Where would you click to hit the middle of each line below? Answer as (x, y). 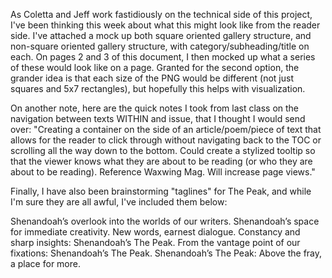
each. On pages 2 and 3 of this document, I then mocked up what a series (163, 57)
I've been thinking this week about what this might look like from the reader (165, 25)
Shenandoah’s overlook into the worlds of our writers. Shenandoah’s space (165, 221)
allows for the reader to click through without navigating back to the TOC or (166, 140)
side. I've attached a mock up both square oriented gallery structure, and (161, 35)
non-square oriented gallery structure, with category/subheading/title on (160, 46)
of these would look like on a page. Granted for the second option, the (155, 67)
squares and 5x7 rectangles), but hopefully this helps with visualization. (158, 88)
